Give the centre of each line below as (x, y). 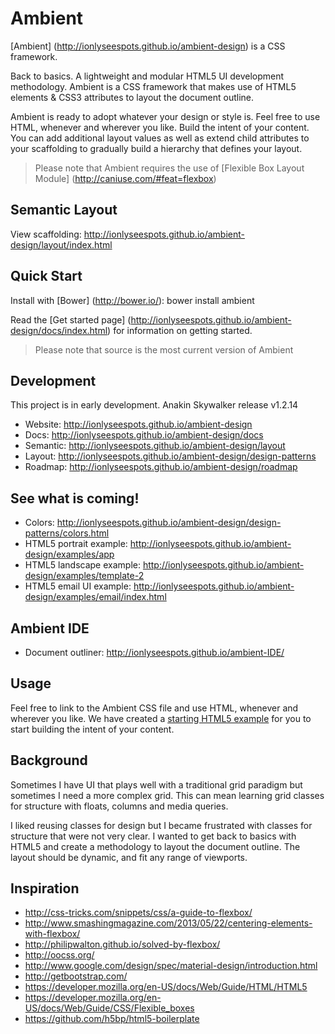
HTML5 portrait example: (76, 544)
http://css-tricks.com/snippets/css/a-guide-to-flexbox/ (138, 913)
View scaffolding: (46, 234)
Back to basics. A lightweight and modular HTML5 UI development (147, 76)
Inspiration (45, 888)
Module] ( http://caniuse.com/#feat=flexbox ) (125, 178)
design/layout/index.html (61, 244)
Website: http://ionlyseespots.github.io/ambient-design (138, 424)
